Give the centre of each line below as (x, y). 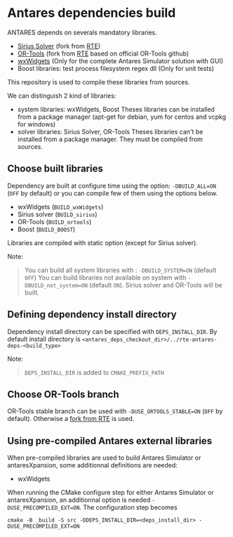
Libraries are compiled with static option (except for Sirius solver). (102, 242)
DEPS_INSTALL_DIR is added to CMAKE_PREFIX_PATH (94, 372)
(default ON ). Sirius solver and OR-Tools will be (155, 285)
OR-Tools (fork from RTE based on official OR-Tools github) (103, 53)
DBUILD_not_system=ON (56, 285)
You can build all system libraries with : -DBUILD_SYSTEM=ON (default (120, 270)
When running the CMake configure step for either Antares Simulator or (111, 493)
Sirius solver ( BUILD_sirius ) (57, 214)
